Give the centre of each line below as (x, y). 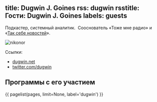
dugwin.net (24, 62)
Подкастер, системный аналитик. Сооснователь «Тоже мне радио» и (78, 28)
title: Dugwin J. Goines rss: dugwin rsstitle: (72, 8)
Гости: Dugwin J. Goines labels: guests (66, 16)
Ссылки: (14, 52)
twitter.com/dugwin (32, 67)
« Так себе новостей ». (28, 33)
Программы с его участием (50, 83)
